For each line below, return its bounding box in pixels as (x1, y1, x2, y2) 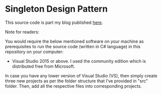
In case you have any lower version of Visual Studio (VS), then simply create (5, 73, 158, 78)
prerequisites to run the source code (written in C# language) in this (5, 43, 141, 49)
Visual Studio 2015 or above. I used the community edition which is (12, 58, 146, 64)
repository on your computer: (5, 49, 64, 55)
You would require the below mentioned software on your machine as (5, 38, 144, 44)
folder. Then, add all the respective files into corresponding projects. (5, 83, 142, 89)
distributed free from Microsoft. (12, 63, 75, 69)
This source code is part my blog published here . (5, 19, 103, 25)
